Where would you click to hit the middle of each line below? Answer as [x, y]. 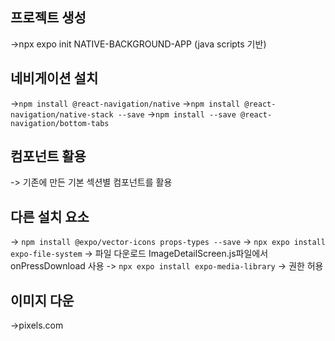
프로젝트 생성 [48, 18]
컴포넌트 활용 [48, 156]
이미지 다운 [42, 300]
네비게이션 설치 [54, 78]
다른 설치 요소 [50, 216]
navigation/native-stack [62, 114]
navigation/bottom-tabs [60, 123]
